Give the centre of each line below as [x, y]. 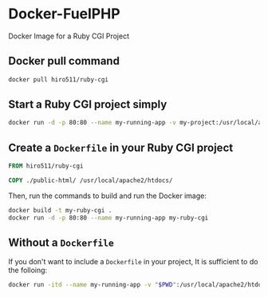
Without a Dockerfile [61, 243]
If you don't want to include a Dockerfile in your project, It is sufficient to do [133, 262]
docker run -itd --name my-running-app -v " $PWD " [93, 285]
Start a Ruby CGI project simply [88, 105]
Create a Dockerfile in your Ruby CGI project [121, 147]
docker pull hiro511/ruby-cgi [59, 79]
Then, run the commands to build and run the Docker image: [108, 196]
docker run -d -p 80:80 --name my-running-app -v [93, 123]
